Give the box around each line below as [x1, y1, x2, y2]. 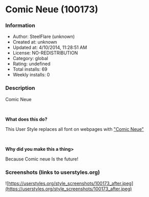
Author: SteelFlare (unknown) [12, 33, 75, 40]
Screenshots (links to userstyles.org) [5, 168, 100, 175]
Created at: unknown [12, 39, 57, 45]
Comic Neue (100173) [5, 4, 98, 15]
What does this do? [5, 116, 48, 122]
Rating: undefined [12, 61, 51, 67]
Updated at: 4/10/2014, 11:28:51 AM [12, 45, 87, 51]
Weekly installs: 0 [12, 72, 50, 78]
